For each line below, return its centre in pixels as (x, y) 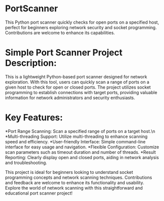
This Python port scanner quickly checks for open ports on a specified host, (82, 22)
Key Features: (34, 117)
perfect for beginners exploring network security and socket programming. (81, 27)
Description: (31, 63)
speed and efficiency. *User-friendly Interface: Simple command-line (75, 141)
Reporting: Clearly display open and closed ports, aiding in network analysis (82, 157)
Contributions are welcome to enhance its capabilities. (60, 33)
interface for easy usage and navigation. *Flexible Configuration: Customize (82, 147)
